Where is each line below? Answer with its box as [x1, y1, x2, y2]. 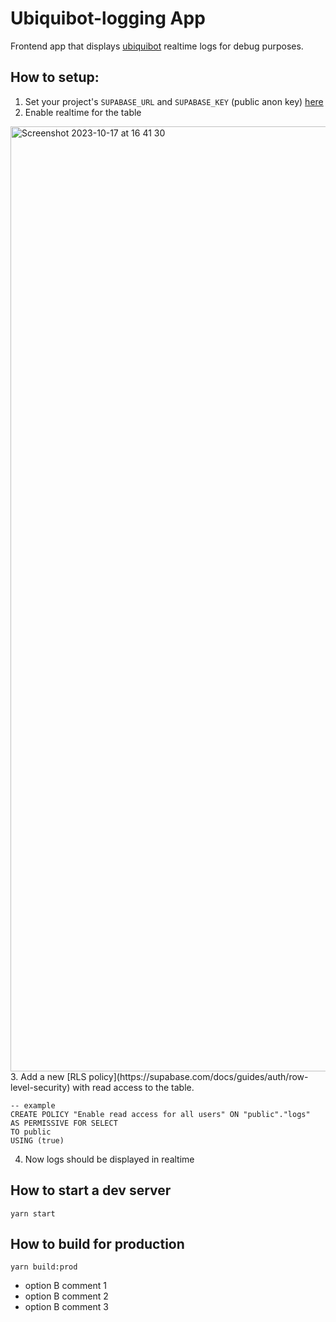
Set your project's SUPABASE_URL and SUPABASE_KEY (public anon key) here [24, 95, 324, 107]
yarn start [10, 1208, 56, 1219]
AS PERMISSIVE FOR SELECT [10, 1118, 118, 1128]
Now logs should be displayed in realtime [24, 1153, 195, 1165]
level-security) [10, 1081, 71, 1093]
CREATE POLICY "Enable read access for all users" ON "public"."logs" [10, 1109, 311, 1119]
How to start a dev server [10, 1182, 172, 1199]
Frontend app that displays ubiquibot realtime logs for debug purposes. [10, 40, 304, 52]
